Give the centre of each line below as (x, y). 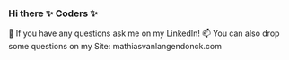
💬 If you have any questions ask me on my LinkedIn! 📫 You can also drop (144, 33)
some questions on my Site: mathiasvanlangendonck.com (115, 47)
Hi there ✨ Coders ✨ (53, 13)
